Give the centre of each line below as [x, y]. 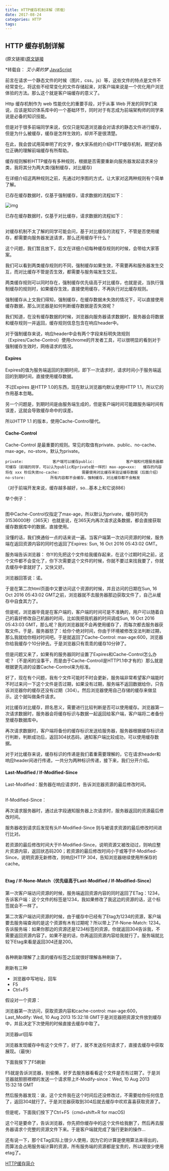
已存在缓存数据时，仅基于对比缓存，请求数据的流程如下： [65, 216]
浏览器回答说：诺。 [25, 578]
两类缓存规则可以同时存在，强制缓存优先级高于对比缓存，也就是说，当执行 [82, 283]
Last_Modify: [19, 1017]
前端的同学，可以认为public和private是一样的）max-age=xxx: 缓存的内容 [91, 467]
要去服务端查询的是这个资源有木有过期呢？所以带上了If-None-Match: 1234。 [84, 922]
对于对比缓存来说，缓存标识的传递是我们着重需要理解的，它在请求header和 [83, 754]
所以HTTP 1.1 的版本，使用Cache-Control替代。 [54, 421]
